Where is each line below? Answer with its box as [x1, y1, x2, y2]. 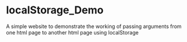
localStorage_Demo [6, 3, 104, 17]
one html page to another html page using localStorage [6, 29, 139, 36]
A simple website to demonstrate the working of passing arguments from [6, 23, 182, 30]
